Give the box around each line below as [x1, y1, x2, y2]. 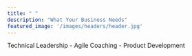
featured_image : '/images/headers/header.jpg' [7, 23, 143, 29]
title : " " [7, 10, 39, 17]
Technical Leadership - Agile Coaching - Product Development [7, 42, 186, 50]
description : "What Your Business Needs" [7, 16, 128, 23]
